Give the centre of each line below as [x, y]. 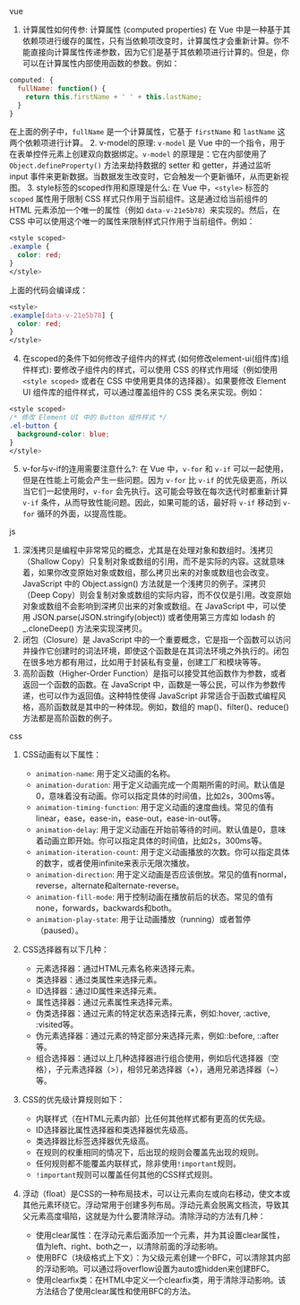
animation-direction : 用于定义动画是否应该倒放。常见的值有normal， [163, 875]
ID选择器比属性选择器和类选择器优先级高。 [114, 1130]
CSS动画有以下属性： [61, 755]
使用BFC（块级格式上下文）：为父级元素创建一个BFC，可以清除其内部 [163, 1257]
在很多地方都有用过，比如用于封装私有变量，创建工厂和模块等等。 [144, 662]
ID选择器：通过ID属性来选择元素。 [99, 991]
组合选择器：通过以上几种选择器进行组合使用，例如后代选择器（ [153, 1059]
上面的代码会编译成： [48, 290]
